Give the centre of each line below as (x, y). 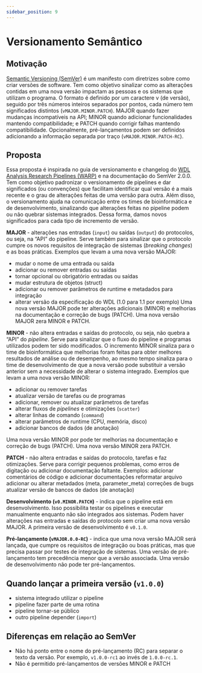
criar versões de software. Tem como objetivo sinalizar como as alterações (99, 85)
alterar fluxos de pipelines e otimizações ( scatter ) (77, 409)
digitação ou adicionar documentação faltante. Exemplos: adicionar (90, 471)
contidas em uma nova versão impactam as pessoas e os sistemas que (95, 91)
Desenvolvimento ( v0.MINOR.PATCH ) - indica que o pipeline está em (90, 502)
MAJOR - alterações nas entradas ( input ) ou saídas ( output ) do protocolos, (100, 232)
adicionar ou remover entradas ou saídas (66, 270)
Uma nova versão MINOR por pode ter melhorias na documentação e (92, 440)
